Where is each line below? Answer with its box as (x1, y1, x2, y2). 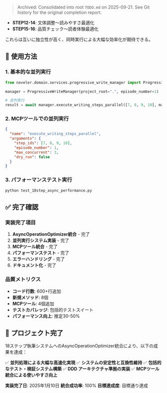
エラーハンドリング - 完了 (12, 256, 65, 262)
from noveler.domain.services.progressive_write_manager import (5, 80, 141, 85)
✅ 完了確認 (5, 203, 39, 211)
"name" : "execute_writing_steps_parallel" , (9, 131, 101, 136)
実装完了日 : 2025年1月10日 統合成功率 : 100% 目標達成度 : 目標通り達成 (5, 383, 148, 389)
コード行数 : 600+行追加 (12, 288, 61, 294)
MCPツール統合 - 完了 (12, 244, 58, 250)
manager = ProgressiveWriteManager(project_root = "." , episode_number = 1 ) (5, 89, 159, 94)
